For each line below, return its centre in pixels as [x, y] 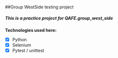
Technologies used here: [31, 30]
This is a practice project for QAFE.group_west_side [59, 18]
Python [19, 39]
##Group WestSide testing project [39, 7]
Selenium [22, 45]
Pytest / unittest [28, 51]
